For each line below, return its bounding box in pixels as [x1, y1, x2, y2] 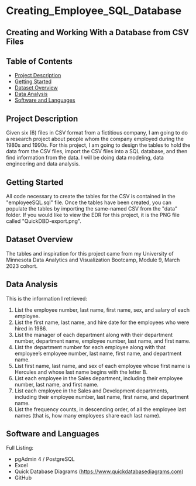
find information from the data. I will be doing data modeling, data [6, 154, 164, 161]
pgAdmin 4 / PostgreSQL [14, 456, 75, 463]
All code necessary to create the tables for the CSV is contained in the [6, 193, 176, 200]
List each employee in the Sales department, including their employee [14, 374, 183, 381]
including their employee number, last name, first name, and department [14, 393, 189, 400]
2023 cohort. [6, 262, 38, 270]
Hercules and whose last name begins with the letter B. [14, 368, 148, 375]
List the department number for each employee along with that [14, 343, 166, 350]
